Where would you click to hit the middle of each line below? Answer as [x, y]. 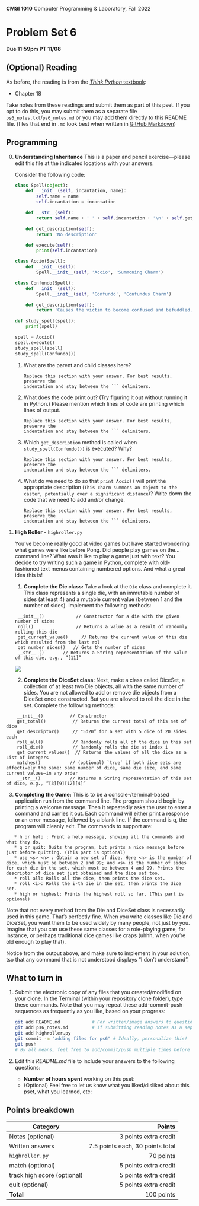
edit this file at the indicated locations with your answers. [84, 163]
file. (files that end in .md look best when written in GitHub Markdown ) [91, 123]
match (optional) [32, 1166]
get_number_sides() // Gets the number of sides [81, 647]
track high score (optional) [46, 1175]
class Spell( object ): [41, 185]
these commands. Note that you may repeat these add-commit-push [98, 1005]
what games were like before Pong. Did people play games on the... [97, 550]
